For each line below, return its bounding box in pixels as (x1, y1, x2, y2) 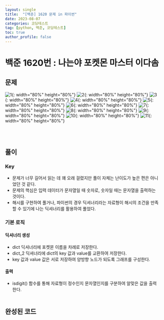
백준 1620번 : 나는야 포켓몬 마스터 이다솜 (5, 58, 159, 69)
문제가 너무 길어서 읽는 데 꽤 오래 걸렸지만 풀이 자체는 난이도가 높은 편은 (12, 175, 149, 181)
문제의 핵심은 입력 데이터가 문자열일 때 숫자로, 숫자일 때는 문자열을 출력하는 (12, 187, 156, 193)
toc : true (5, 30, 25, 35)
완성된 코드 (5, 308, 37, 316)
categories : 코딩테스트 (5, 21, 48, 26)
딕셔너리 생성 (5, 232, 30, 238)
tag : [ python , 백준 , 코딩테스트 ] (5, 26, 66, 30)
